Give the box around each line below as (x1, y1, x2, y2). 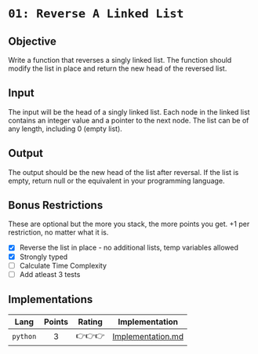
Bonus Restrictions (8, 199, 104, 212)
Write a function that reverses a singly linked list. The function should (8, 56, 232, 64)
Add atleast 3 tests (19, 269, 81, 279)
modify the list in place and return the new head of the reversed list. (8, 64, 227, 73)
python (12, 332, 37, 341)
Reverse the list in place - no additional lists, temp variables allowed (19, 243, 239, 253)
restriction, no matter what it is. (8, 228, 109, 237)
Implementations (8, 293, 93, 306)
